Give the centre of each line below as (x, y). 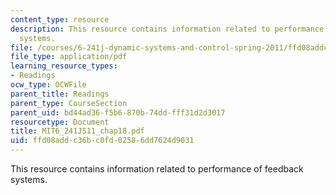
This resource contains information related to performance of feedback (157, 169)
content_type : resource (60, 19)
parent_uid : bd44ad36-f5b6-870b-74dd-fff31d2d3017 (118, 112)
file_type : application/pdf (69, 57)
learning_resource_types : (64, 66)
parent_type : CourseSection (69, 103)
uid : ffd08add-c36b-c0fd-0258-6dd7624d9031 (102, 141)
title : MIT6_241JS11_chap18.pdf (77, 131)
